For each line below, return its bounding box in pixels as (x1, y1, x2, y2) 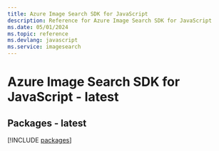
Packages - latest (7, 117, 87, 129)
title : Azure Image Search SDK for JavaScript (7, 10, 148, 18)
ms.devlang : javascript (7, 37, 78, 44)
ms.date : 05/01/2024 (7, 23, 69, 30)
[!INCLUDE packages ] (7, 136, 72, 144)
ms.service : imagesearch (7, 43, 81, 50)
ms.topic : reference (7, 30, 69, 38)
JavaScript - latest (7, 89, 119, 105)
